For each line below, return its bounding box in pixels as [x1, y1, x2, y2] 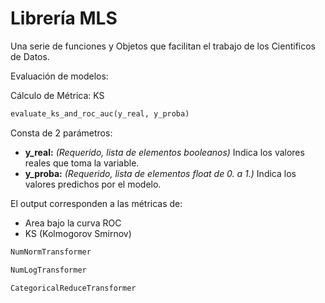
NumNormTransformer [10, 247, 92, 257]
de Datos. [10, 50, 50, 62]
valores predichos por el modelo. [24, 178, 162, 190]
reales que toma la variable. [24, 157, 140, 169]
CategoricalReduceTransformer [10, 283, 137, 293]
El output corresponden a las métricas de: [10, 197, 183, 209]
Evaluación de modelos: [10, 70, 109, 82]
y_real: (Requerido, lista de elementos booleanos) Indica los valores [24, 146, 305, 158]
